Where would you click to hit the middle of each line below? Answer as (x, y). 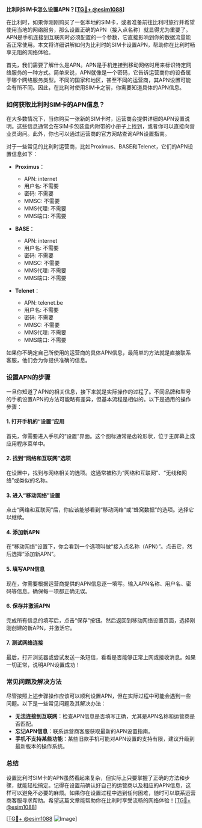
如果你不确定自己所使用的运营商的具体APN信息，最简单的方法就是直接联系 (99, 353)
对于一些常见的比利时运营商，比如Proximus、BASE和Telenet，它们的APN (97, 147)
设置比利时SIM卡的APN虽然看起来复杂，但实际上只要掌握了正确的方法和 (96, 778)
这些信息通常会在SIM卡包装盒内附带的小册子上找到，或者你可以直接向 (103, 126)
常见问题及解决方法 (34, 681)
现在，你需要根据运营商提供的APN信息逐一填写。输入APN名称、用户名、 (96, 583)
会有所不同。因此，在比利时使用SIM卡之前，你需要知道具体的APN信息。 (96, 87)
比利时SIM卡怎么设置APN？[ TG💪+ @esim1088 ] (66, 9)
